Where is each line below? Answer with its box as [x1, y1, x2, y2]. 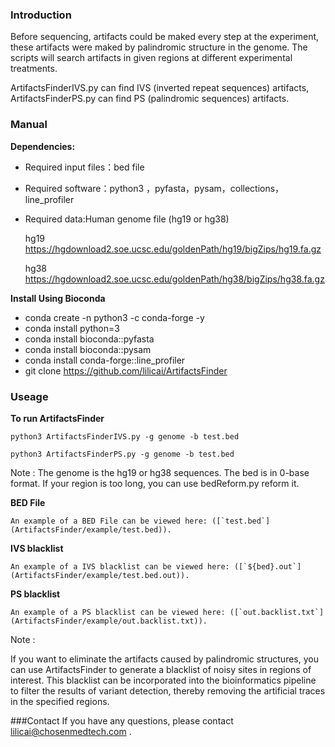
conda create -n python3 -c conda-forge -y [24, 311, 205, 323]
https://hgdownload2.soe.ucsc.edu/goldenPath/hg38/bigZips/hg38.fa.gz [24, 273, 325, 285]
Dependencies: [10, 140, 76, 152]
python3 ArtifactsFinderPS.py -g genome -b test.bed [10, 449, 235, 459]
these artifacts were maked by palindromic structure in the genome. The [10, 41, 308, 53]
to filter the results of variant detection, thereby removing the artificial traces [10, 684, 326, 697]
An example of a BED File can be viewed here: [10, 516, 208, 526]
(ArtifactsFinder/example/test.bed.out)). [10, 570, 190, 580]
